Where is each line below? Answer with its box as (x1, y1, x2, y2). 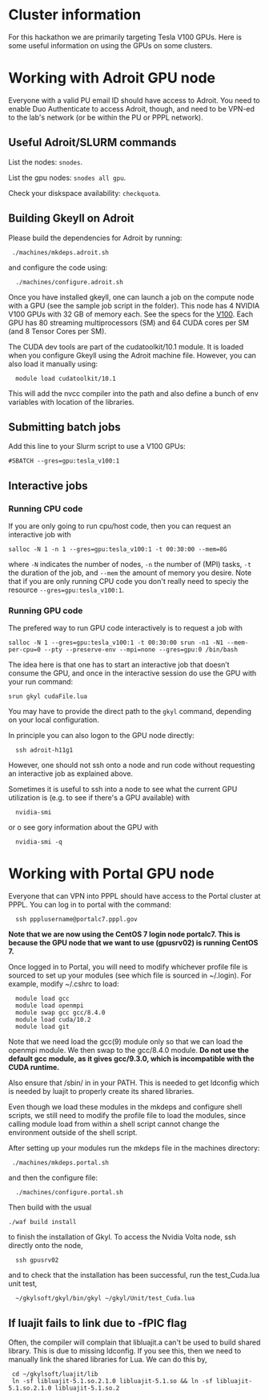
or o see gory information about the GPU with (8, 822, 159, 832)
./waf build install (8, 1218, 78, 1227)
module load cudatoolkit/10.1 (15, 374, 116, 382)
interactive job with (8, 530, 72, 539)
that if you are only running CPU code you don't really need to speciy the (8, 577, 249, 586)
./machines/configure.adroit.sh (15, 278, 124, 286)
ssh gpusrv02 (15, 1256, 59, 1264)
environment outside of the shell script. (8, 1128, 138, 1137)
